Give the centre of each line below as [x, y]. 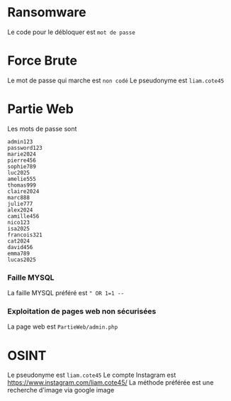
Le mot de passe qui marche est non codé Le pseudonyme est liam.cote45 [116, 80]
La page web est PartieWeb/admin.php [63, 326]
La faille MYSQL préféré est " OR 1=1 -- [66, 293]
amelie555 [22, 179]
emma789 [19, 253]
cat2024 [19, 241]
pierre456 [22, 160]
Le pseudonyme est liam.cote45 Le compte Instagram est [92, 375]
